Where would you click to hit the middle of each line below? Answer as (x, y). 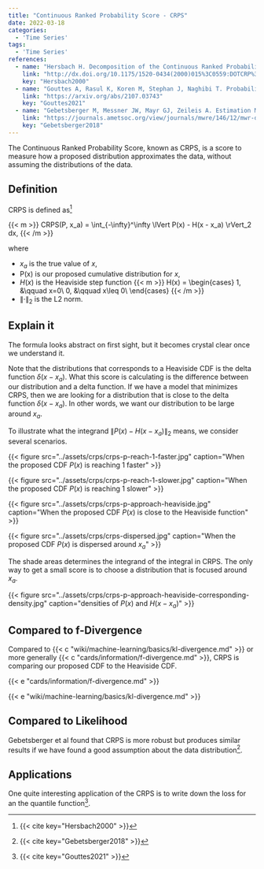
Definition (33, 189)
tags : (17, 45)
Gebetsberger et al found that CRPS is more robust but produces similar (125, 740)
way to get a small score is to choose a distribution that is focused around (128, 570)
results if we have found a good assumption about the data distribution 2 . (125, 749)
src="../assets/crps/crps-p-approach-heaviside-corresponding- (145, 595)
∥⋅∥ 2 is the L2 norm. (51, 300)
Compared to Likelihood (68, 721)
